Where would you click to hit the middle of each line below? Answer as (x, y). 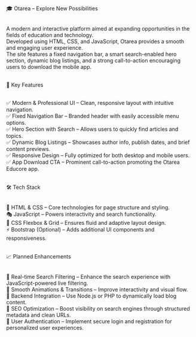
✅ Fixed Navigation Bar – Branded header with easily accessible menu (93, 116)
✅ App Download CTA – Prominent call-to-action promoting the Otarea (93, 162)
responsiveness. (26, 238)
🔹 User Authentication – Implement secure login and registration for (89, 321)
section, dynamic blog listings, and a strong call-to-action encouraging (94, 61)
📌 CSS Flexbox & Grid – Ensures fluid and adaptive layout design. (86, 223)
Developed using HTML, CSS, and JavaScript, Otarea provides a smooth (95, 41)
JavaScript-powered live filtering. (47, 283)
